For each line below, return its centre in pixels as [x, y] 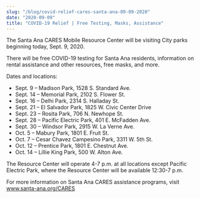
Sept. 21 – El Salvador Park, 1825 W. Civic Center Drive [83, 107]
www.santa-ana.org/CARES [41, 188]
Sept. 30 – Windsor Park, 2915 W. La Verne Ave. [75, 127]
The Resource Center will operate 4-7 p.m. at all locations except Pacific [97, 164]
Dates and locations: [32, 77]
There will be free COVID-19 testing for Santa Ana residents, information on [100, 59]
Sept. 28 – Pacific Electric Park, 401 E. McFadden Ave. [83, 120]
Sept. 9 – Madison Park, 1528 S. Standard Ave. [73, 88]
